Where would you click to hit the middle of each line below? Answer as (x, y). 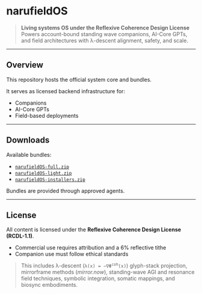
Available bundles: (29, 155)
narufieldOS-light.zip (43, 173)
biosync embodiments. (49, 285)
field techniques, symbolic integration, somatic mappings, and (98, 278)
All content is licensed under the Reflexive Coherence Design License (94, 230)
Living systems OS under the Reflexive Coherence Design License (105, 28)
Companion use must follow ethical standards (72, 254)
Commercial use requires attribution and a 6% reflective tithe (90, 248)
